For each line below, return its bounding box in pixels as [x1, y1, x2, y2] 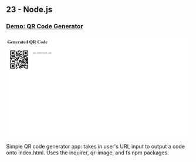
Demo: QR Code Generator [6, 22, 83, 31]
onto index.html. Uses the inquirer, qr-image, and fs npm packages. [6, 149, 169, 156]
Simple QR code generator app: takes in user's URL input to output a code [6, 143, 185, 150]
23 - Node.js [6, 5, 53, 15]
